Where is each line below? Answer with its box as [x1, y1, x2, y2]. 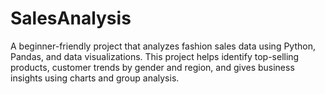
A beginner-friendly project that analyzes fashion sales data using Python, [10, 40, 316, 52]
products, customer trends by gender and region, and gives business [10, 61, 295, 73]
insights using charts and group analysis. [10, 72, 180, 84]
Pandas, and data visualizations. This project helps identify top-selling [10, 50, 300, 62]
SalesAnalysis [10, 7, 132, 30]
